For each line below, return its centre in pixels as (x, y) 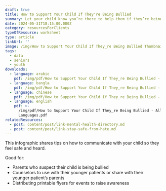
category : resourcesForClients (37, 28)
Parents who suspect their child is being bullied (60, 167)
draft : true (17, 10)
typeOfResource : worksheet (33, 33)
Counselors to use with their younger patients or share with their (78, 173)
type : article (20, 38)
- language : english (31, 102)
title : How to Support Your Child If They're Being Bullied (68, 14)
